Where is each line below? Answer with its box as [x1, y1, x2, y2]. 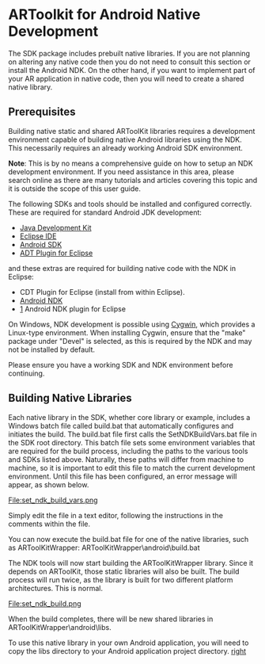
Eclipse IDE [19, 231, 57, 241]
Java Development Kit [19, 223, 92, 232]
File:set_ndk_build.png [8, 598, 81, 608]
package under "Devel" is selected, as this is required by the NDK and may [8, 336, 252, 345]
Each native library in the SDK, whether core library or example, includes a [8, 412, 251, 422]
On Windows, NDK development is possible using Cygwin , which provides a [8, 319, 256, 329]
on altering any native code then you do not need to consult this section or [8, 57, 252, 67]
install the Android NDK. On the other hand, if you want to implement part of [8, 65, 256, 74]
